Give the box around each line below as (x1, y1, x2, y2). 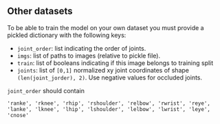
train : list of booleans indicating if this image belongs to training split (16, 58, 214, 67)
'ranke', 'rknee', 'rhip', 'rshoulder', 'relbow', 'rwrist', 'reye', (7, 99, 211, 107)
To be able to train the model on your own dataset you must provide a (7, 23, 204, 32)
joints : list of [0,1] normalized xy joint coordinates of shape (16, 66, 189, 74)
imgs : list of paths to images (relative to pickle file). (16, 51, 160, 60)
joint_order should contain (7, 86, 85, 95)
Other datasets (7, 5, 74, 17)
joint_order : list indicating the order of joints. (16, 44, 146, 52)
